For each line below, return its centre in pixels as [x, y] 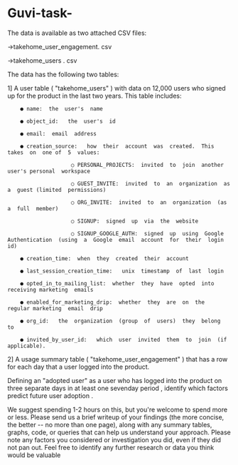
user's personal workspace [49, 171]
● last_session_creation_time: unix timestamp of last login [122, 271]
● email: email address [59, 133]
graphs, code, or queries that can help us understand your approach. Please [119, 432]
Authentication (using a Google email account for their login [115, 240]
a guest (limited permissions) [57, 190]
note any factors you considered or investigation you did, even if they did [114, 439]
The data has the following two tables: [63, 74]
